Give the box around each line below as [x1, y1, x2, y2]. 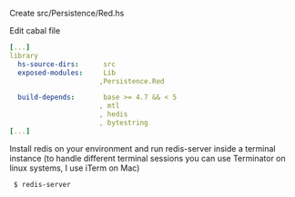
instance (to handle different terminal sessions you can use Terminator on [9, 153, 287, 163]
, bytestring [98, 118, 148, 127]
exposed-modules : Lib [17, 68, 117, 77]
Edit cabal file [9, 25, 61, 35]
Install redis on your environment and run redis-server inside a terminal [9, 143, 276, 153]
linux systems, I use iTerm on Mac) [9, 163, 140, 173]
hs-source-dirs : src [17, 59, 117, 69]
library [9, 51, 39, 60]
